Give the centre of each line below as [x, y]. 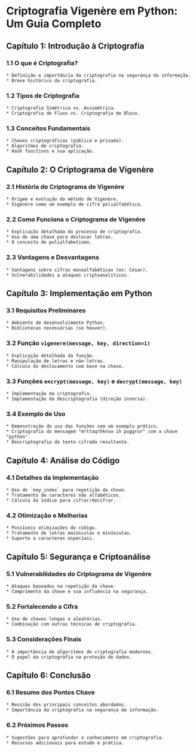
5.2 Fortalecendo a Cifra [42, 606]
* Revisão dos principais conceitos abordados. [67, 705]
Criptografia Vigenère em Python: [92, 11]
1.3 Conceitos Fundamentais [48, 128]
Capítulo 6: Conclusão [49, 675]
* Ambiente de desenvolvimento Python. [56, 323]
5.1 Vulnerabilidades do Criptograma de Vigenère [79, 574]
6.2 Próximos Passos [37, 725]
